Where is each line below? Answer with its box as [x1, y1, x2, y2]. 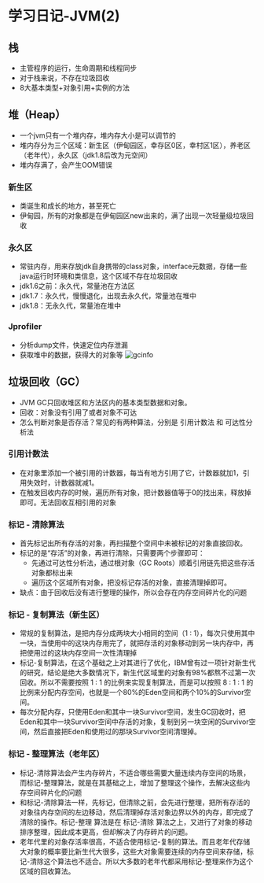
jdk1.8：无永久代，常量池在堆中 [19, 301, 122, 311]
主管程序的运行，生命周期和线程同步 [19, 64, 137, 72]
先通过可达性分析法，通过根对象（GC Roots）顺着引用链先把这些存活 [31, 558, 255, 567]
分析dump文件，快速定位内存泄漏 [19, 340, 128, 349]
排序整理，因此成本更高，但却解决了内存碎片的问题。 [19, 827, 192, 837]
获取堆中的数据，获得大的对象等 [19, 349, 123, 359]
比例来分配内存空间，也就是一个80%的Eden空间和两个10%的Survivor [19, 688, 244, 697]
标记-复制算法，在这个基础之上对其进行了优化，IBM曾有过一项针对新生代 [19, 658, 256, 667]
